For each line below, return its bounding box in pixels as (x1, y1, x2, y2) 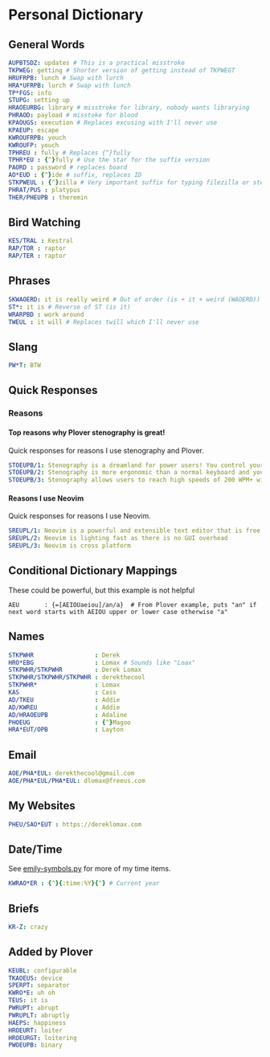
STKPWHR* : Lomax (8, 681, 121, 689)
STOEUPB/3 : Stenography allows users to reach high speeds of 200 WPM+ (8, 476, 253, 484)
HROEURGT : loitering (8, 1034, 78, 1042)
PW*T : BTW (8, 362, 42, 370)
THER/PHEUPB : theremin (8, 193, 88, 202)
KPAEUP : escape (8, 126, 59, 134)
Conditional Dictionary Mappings (8, 564, 178, 578)
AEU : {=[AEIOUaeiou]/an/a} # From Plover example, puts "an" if (8, 600, 257, 608)
